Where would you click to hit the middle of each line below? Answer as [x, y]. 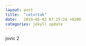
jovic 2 [12, 38]
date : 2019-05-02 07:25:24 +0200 [43, 19]
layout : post [19, 10]
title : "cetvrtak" [26, 15]
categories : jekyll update [34, 24]
